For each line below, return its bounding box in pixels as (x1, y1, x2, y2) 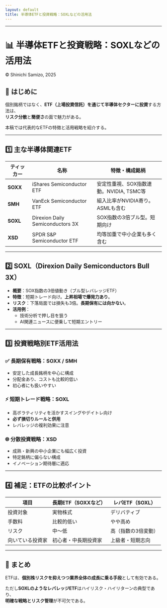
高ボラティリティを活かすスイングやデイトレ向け (12, 410, 113, 416)
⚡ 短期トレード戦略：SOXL (5, 396, 70, 403)
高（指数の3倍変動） (110, 527, 159, 534)
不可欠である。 (57, 598, 88, 604)
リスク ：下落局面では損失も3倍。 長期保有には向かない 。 (12, 300, 129, 306)
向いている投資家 (7, 536, 48, 543)
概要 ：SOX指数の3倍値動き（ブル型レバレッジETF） (12, 287, 119, 293)
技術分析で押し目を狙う (19, 312, 68, 318)
